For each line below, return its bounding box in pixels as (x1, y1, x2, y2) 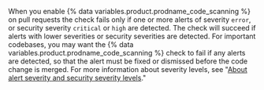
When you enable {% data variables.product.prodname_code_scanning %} (8, 7, 251, 16)
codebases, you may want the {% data (8, 40, 134, 49)
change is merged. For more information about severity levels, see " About (8, 65, 248, 74)
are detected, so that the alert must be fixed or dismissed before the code (8, 56, 248, 66)
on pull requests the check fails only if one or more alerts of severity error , (8, 15, 251, 24)
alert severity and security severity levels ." (8, 74, 147, 82)
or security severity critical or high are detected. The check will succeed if (8, 23, 256, 32)
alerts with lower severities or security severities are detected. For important (8, 31, 256, 41)
